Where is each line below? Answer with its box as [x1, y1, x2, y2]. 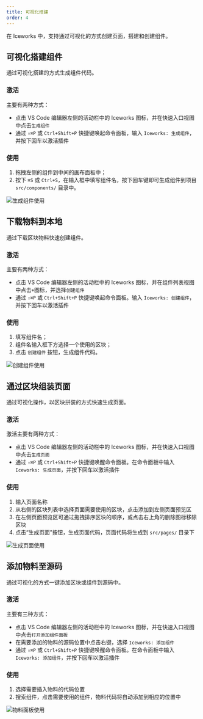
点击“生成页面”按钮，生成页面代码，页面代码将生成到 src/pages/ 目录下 [15, 528, 195, 536]
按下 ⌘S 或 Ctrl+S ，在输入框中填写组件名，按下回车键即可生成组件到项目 [15, 176, 197, 183]
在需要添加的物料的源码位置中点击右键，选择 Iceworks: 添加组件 [15, 638, 175, 646]
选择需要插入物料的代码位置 [15, 685, 85, 693]
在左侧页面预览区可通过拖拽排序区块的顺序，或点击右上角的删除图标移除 [15, 513, 197, 520]
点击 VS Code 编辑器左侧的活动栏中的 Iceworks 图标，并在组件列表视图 [15, 279, 195, 286]
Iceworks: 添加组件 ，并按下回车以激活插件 [15, 654, 120, 661]
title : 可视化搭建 [6, 9, 49, 15]
